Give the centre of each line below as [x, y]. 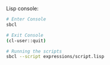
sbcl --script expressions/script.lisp [55, 57]
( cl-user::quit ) [26, 40]
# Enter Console [26, 19]
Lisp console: [22, 8]
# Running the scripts [34, 51]
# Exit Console [25, 35]
